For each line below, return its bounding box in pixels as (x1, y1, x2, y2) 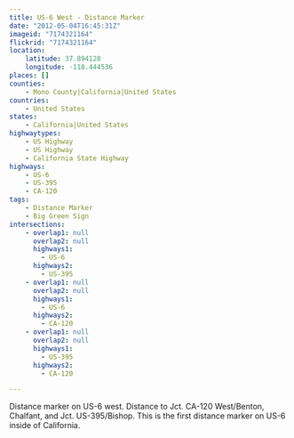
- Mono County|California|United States (25, 87, 177, 96)
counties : (9, 79, 46, 88)
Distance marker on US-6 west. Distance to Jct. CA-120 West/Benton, (9, 401, 265, 412)
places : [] (9, 71, 50, 80)
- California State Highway (25, 153, 129, 163)
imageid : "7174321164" (9, 29, 93, 38)
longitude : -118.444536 (25, 63, 114, 72)
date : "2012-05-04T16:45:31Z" (9, 21, 122, 30)
